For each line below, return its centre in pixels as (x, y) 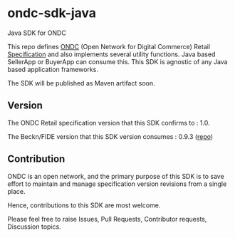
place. (17, 191)
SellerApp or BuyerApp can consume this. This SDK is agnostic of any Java (117, 61)
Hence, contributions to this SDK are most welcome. (84, 205)
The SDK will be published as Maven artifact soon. (81, 83)
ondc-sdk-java (52, 13)
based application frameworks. (53, 69)
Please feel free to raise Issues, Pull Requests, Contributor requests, (107, 219)
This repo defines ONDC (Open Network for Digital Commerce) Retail (109, 46)
